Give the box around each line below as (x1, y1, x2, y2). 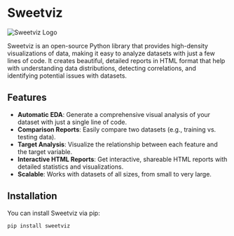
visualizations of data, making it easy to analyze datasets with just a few (7, 49, 215, 57)
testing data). (17, 132, 56, 141)
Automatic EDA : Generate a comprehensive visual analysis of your (17, 110, 211, 118)
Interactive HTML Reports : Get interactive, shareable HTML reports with (17, 155, 228, 163)
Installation (7, 190, 57, 202)
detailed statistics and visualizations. (17, 162, 124, 171)
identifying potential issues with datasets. (7, 71, 128, 80)
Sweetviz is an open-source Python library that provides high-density (7, 41, 209, 50)
